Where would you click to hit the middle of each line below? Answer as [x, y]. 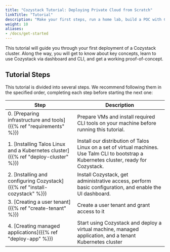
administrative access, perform [114, 181]
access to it [91, 211]
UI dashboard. [94, 194]
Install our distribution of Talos [113, 141]
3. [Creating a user [30, 202]
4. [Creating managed [34, 226]
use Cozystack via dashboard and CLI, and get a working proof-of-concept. [84, 59]
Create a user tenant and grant [114, 205]
